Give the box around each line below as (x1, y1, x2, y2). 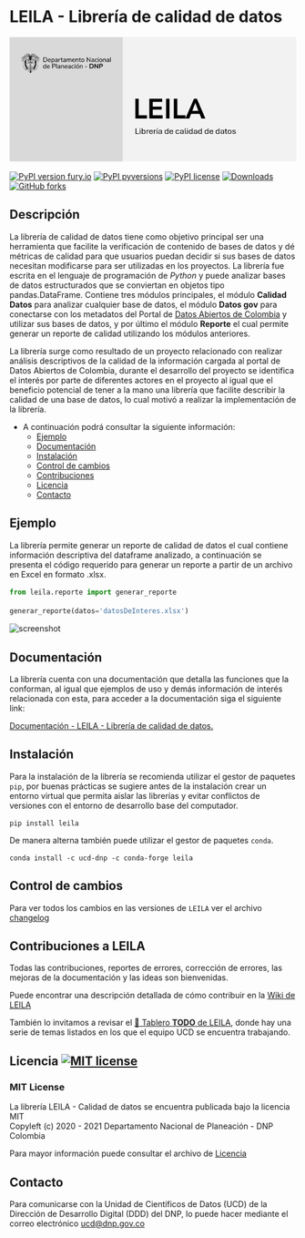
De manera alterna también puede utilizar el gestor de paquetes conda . (9, 834, 274, 845)
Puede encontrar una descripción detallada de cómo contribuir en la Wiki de (9, 990, 296, 1001)
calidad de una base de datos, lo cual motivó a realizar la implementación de (9, 394, 297, 404)
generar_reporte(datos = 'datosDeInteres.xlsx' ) (9, 607, 189, 616)
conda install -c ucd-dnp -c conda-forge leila (9, 854, 194, 863)
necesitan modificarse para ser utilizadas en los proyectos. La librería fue (9, 260, 285, 271)
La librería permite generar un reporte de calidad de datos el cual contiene (9, 539, 289, 550)
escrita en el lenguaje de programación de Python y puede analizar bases (9, 270, 286, 281)
